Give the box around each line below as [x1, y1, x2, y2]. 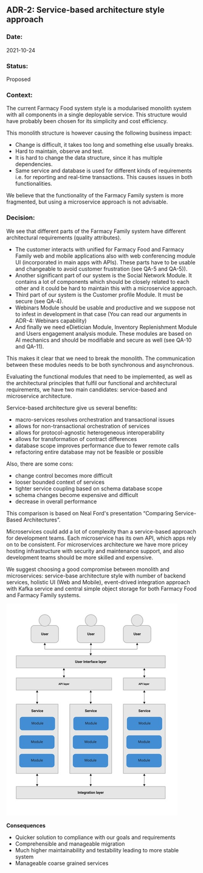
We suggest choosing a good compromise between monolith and [6, 565, 170, 573]
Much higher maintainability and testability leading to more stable [15, 846, 179, 854]
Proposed [6, 76, 31, 83]
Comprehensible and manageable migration [15, 840, 125, 847]
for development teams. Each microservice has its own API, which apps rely [6, 534, 196, 542]
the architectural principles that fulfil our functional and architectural [6, 379, 177, 386]
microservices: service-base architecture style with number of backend [6, 572, 186, 579]
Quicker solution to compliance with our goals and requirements [15, 833, 176, 841]
